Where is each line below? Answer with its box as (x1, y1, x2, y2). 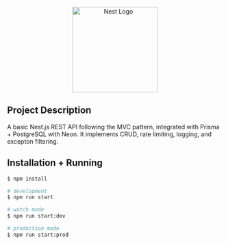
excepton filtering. (7, 137, 59, 145)
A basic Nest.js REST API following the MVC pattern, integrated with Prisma (7, 122, 221, 131)
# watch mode (7, 206, 45, 214)
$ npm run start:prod (7, 231, 69, 238)
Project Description (7, 105, 92, 116)
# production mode (7, 225, 60, 232)
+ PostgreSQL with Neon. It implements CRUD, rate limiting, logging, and (7, 130, 212, 138)
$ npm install (7, 175, 48, 182)
